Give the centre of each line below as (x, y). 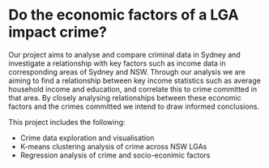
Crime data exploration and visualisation (87, 138)
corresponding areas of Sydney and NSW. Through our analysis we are (127, 71)
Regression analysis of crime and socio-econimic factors (115, 155)
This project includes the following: (67, 122)
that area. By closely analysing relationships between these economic (125, 97)
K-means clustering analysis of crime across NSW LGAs (113, 146)
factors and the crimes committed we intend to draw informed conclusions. (134, 106)
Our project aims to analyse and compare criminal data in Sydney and (124, 54)
